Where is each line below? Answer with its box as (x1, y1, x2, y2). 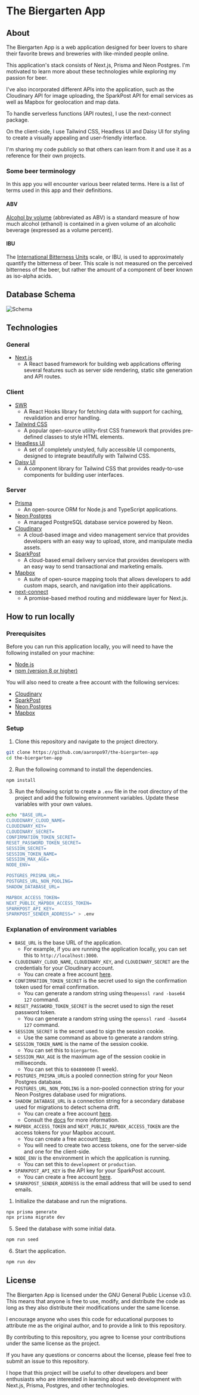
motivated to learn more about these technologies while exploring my (6, 68, 177, 75)
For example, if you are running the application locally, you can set (23, 945, 187, 952)
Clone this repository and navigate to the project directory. (14, 738, 159, 745)
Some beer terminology (6, 167, 76, 175)
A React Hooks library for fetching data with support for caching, (23, 408, 183, 415)
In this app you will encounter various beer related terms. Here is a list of (6, 181, 185, 188)
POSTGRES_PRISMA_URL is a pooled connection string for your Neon (14, 1071, 173, 1079)
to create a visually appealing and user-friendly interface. (6, 134, 147, 141)
